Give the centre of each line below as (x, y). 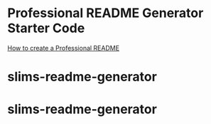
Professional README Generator (105, 13)
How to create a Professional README (63, 48)
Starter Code (46, 28)
